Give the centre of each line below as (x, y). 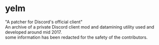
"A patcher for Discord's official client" (44, 22)
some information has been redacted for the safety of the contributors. (76, 37)
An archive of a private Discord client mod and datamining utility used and (80, 27)
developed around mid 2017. (34, 32)
